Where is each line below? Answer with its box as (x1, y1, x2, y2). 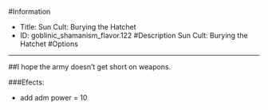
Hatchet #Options (19, 39, 78, 49)
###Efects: (8, 77, 45, 87)
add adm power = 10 (19, 93, 88, 102)
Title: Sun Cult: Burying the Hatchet (19, 22, 137, 31)
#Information (8, 7, 51, 16)
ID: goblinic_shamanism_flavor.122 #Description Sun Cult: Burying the (19, 31, 249, 40)
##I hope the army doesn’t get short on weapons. (8, 62, 171, 71)
